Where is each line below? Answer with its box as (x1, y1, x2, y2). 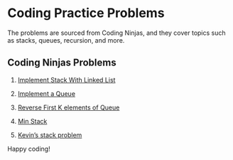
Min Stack (17, 117, 48, 125)
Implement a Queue (17, 89, 76, 97)
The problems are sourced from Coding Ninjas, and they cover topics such (7, 28, 226, 37)
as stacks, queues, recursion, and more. (7, 36, 125, 44)
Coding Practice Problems (7, 5, 165, 21)
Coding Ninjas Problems (7, 57, 116, 69)
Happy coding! (7, 144, 51, 153)
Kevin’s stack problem (17, 130, 82, 139)
